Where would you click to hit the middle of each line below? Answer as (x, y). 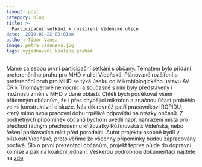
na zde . (16, 158)
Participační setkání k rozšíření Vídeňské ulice (75, 29)
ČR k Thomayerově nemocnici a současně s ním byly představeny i (90, 87)
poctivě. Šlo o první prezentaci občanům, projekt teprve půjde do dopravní (99, 145)
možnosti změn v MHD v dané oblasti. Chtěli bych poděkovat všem (90, 93)
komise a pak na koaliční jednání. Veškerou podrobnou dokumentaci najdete (101, 151)
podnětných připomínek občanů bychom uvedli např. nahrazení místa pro (97, 119)
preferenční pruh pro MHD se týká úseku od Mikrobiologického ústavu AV (98, 81)
